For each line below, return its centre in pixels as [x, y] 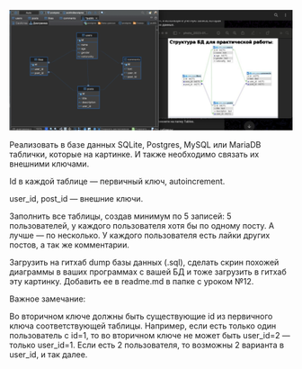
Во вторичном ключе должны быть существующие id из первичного [141, 317]
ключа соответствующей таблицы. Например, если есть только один [143, 326]
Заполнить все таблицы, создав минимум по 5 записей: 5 [120, 216]
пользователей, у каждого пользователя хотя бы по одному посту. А [142, 226]
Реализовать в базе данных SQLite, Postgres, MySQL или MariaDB [135, 145]
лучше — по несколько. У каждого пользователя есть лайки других [140, 236]
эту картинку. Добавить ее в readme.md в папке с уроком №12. [132, 282]
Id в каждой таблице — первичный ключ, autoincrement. [117, 182]
